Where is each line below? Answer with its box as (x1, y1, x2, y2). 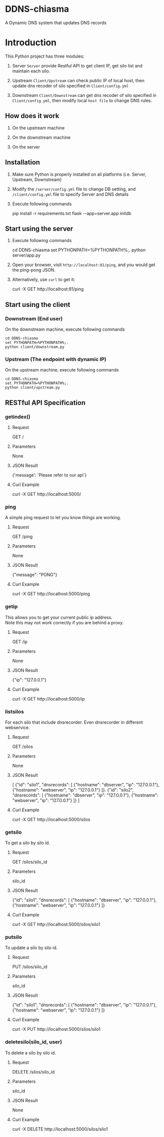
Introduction (5, 37, 57, 48)
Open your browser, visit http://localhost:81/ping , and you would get (12, 262, 156, 268)
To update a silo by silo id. (5, 945, 58, 951)
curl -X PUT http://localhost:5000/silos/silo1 (12, 1026, 101, 1032)
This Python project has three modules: (5, 53, 85, 59)
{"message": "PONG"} (12, 572, 58, 578)
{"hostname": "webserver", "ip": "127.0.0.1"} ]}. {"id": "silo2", (12, 787, 134, 793)
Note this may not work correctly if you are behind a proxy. (5, 619, 124, 625)
